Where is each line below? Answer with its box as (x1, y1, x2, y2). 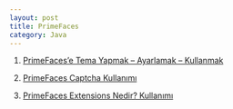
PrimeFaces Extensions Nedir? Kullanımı (22, 90, 174, 101)
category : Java (9, 30, 67, 39)
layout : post (9, 13, 59, 23)
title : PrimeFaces (9, 22, 79, 31)
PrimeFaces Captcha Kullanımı (22, 73, 137, 84)
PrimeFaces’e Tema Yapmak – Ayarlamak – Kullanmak (22, 55, 224, 66)
